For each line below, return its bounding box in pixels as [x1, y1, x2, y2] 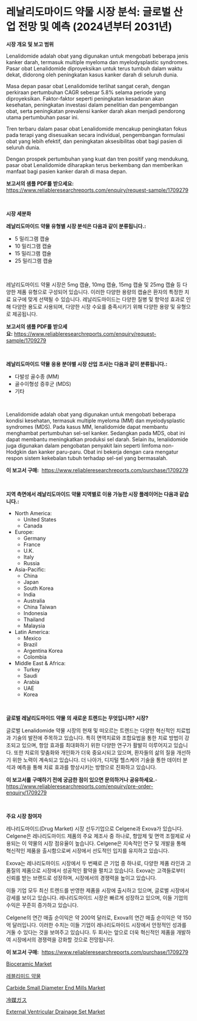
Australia [23, 597, 45, 604]
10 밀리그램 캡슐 [14, 242, 52, 249]
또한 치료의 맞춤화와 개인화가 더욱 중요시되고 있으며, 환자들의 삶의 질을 [14, 749, 175, 756]
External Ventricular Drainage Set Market [6, 1008, 105, 1015]
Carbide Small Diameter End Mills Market [6, 984, 106, 991]
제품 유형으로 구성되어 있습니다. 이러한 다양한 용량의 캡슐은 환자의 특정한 [16, 288, 183, 295]
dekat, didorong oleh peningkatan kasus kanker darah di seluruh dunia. [6, 71, 178, 78]
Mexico [23, 635, 42, 642]
